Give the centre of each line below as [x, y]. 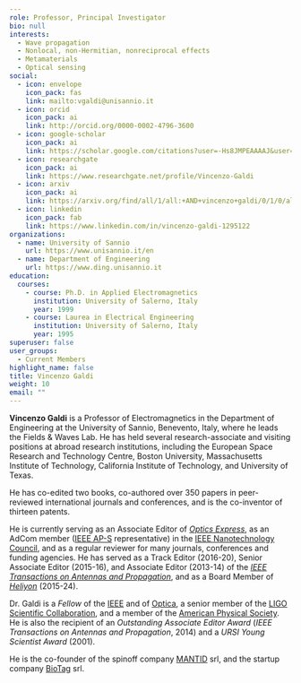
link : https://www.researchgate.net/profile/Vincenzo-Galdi [140, 176]
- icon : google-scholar [61, 134]
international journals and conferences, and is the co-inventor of [163, 502]
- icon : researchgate [58, 159]
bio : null [28, 26]
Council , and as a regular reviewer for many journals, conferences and [139, 548]
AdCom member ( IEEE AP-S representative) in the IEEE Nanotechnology [142, 538]
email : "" [28, 393]
